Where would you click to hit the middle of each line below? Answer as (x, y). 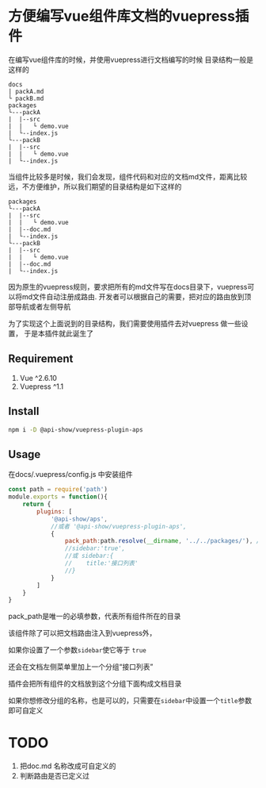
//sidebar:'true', (95, 548)
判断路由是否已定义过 (54, 776)
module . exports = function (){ (58, 497)
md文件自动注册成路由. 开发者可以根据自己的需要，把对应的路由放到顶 (137, 296)
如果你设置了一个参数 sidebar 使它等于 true (77, 650)
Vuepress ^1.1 (42, 386)
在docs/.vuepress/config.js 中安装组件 (70, 475)
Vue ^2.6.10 (38, 378)
